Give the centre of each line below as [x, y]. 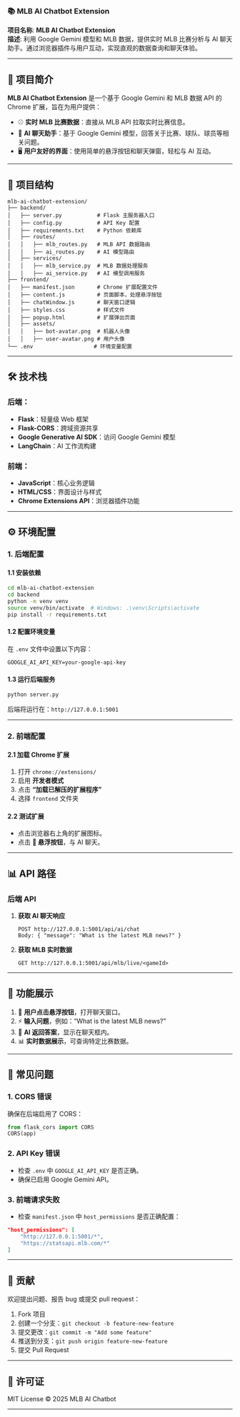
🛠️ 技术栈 [27, 377]
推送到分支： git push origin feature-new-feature [92, 1341]
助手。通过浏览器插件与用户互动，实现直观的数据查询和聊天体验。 [104, 48]
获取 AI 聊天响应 [41, 916]
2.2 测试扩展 [26, 816]
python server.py [33, 695]
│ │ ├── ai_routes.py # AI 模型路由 [71, 252]
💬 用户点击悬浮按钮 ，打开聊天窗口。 [71, 1012]
